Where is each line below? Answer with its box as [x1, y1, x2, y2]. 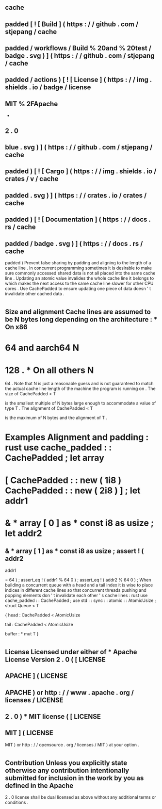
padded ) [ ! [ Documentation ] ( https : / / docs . [5, 215, 151, 224]
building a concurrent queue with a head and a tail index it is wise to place [5, 582, 153, 588]
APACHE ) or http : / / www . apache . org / [5, 688, 134, 696]
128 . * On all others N [5, 365, 94, 375]
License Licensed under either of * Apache [5, 647, 137, 656]
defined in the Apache [5, 781, 74, 790]
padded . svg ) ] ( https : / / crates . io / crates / [5, 191, 147, 199]
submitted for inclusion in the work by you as [5, 774, 144, 782]
